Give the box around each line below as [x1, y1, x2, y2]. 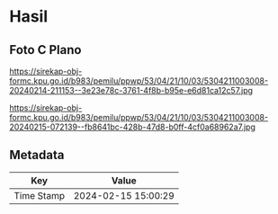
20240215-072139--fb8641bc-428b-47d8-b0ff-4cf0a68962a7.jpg [9, 121, 256, 132]
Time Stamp [13, 189, 66, 201]
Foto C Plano [9, 42, 82, 58]
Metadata [9, 147, 65, 163]
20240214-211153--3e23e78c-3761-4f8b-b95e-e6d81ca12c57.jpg [9, 85, 254, 95]
